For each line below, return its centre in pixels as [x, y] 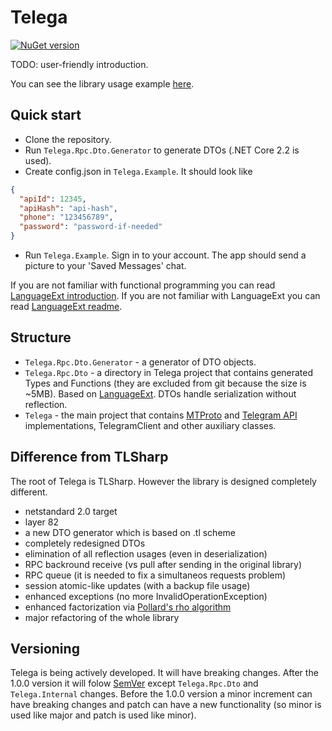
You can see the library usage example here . [102, 83]
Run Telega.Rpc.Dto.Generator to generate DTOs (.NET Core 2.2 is [162, 150]
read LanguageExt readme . [66, 306]
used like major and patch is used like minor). [103, 715]
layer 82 [42, 522]
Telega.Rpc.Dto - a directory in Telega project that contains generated [169, 372]
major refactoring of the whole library [102, 617]
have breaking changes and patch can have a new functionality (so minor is [166, 705]
